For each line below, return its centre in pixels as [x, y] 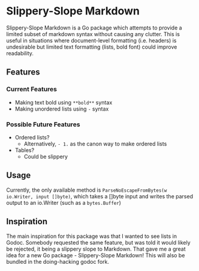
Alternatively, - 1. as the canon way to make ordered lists [95, 144]
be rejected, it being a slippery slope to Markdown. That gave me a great [96, 249]
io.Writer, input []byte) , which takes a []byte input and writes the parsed [100, 196]
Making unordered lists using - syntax [62, 109]
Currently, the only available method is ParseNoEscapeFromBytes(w [87, 190]
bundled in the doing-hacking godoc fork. [58, 261]
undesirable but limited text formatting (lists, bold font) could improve [92, 47]
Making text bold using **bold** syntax [64, 102]
